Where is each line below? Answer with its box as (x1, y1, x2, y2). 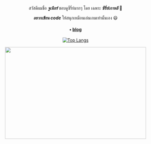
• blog (69, 26, 82, 32)
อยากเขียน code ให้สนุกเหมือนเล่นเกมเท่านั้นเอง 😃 (33, 15, 118, 21)
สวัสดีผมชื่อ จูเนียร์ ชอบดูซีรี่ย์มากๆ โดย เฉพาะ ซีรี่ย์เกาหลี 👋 (28, 5, 123, 11)
